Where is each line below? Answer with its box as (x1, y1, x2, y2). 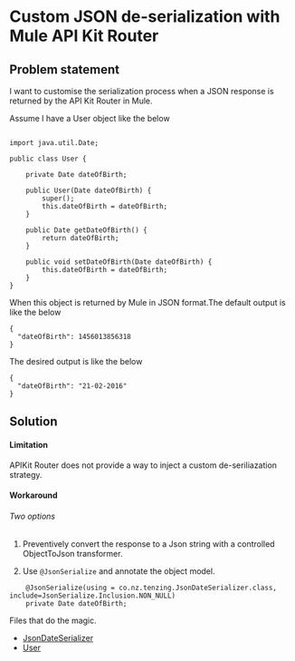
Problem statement (9, 62, 120, 77)
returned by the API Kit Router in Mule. (9, 95, 153, 106)
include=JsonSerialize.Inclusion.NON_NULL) (9, 591, 176, 600)
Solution (9, 414, 58, 430)
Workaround (9, 490, 58, 501)
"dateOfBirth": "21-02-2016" (17, 382, 128, 391)
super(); (42, 194, 75, 203)
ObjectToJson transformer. (22, 549, 123, 559)
